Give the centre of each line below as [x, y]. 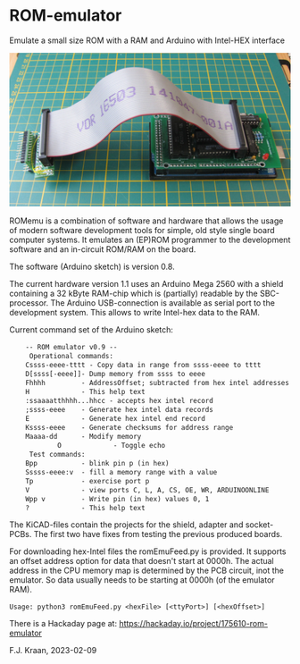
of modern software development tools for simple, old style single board [142, 230]
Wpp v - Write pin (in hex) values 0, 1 [117, 499]
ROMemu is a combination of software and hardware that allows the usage [146, 221]
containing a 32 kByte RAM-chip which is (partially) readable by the [133, 293]
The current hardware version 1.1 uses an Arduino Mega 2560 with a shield [146, 283]
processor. [29, 303]
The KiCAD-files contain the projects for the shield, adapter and [126, 525]
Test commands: [58, 454]
